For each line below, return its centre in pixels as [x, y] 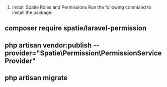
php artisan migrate [36, 78]
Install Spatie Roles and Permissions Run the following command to [81, 7]
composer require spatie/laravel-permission [76, 28]
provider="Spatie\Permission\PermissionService [83, 53]
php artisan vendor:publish [48, 45]
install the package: [32, 12]
